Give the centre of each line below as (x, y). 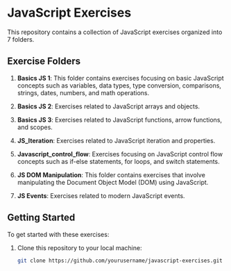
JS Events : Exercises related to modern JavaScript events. (101, 195)
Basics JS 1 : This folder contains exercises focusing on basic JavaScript (120, 78)
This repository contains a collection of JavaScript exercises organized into (115, 32)
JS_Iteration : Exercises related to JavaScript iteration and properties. (116, 140)
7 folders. (21, 39)
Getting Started (41, 218)
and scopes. (35, 127)
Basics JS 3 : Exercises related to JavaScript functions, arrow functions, (120, 120)
